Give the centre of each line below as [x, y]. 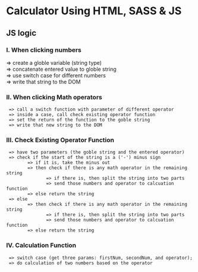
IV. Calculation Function [41, 245]
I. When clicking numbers [44, 50]
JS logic [21, 33]
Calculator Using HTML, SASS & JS [94, 11]
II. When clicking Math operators [54, 97]
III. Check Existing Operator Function [60, 140]
